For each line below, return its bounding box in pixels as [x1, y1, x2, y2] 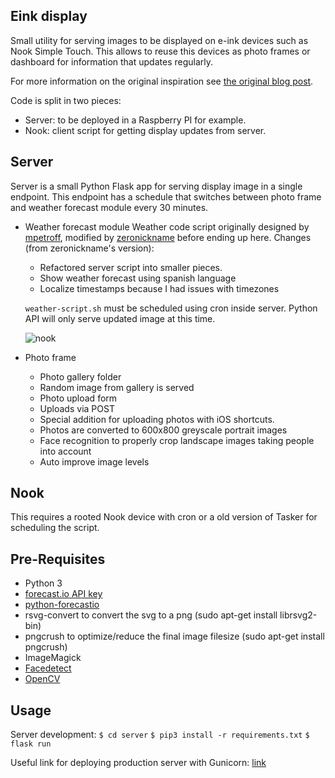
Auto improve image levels [39, 455, 150, 468]
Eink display [10, 8, 88, 25]
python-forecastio [24, 599, 100, 611]
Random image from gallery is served [39, 381, 195, 393]
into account [39, 445, 92, 457]
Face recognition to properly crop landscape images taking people [39, 434, 315, 446]
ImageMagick [24, 652, 82, 664]
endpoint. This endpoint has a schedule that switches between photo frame [10, 190, 322, 203]
